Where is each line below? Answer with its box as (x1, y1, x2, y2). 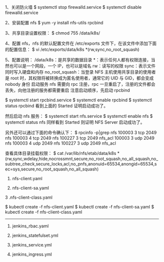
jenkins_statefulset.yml (12, 233, 59, 238)
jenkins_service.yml (12, 242, 52, 247)
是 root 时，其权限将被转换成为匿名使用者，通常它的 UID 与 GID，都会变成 (5, 75, 154, 81)
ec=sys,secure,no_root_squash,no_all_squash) (5, 166, 99, 172)
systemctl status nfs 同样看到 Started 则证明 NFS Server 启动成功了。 (5, 119, 145, 125)
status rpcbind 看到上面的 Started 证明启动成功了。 (5, 103, 108, 109)
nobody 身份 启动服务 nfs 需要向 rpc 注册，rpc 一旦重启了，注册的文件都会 (5, 81, 156, 87)
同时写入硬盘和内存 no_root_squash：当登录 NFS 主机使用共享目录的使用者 (5, 69, 156, 75)
